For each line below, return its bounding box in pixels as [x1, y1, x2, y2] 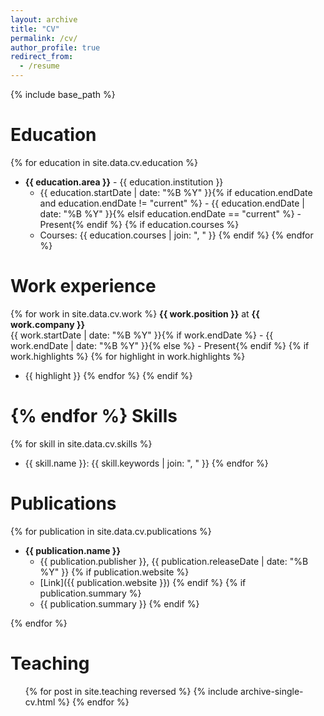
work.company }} [10, 318, 86, 330]
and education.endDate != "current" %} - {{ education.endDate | [39, 197, 305, 209]
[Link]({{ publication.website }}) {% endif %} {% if [39, 576, 247, 588]
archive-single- [240, 685, 304, 697]
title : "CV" [10, 24, 60, 34]
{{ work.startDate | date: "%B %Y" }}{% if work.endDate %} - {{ [10, 329, 274, 341]
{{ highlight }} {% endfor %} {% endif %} [24, 369, 193, 381]
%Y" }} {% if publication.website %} [39, 566, 190, 578]
